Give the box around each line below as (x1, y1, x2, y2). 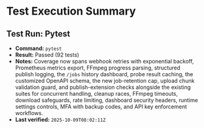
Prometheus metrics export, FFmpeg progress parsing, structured (15, 64, 181, 71)
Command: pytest (15, 44, 62, 52)
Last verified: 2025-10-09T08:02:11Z (15, 116, 106, 123)
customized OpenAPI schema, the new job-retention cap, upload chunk (15, 77, 195, 84)
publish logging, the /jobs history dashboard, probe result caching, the (15, 71, 194, 77)
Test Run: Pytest (6, 29, 71, 39)
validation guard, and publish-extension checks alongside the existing (15, 84, 191, 91)
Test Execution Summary (6, 4, 136, 18)
